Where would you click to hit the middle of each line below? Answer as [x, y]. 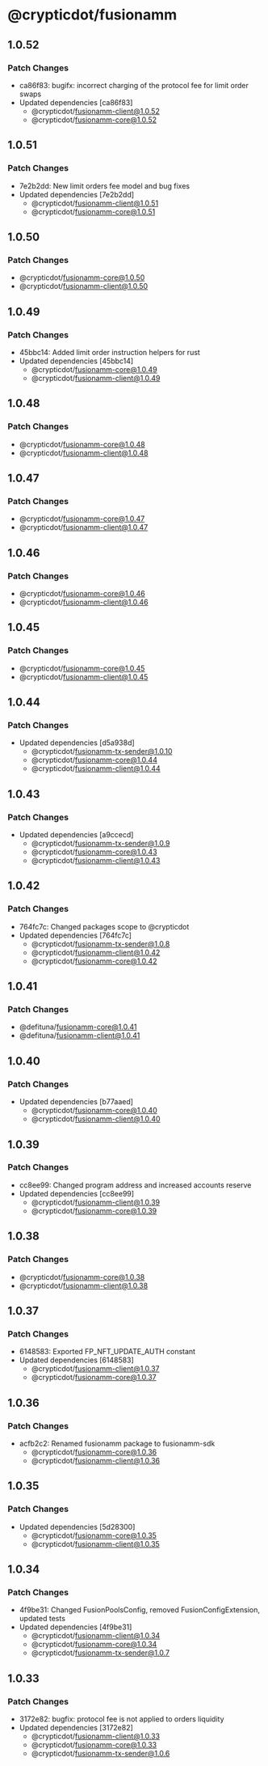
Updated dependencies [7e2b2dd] [77, 194]
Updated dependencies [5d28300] [77, 1527]
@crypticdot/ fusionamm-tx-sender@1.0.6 [100, 1753]
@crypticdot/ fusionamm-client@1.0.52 [96, 111]
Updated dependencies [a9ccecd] [76, 835]
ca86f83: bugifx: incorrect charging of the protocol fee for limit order [134, 85]
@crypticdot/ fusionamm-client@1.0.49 [96, 378]
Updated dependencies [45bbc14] [76, 361]
